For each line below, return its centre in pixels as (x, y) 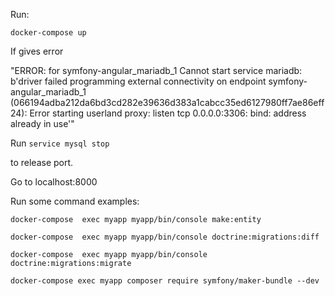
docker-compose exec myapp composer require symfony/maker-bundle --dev (165, 281)
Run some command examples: (75, 201)
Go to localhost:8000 (54, 182)
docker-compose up (48, 33)
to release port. (42, 162)
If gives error (37, 51)
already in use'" (42, 123)
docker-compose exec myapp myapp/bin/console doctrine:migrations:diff (165, 237)
